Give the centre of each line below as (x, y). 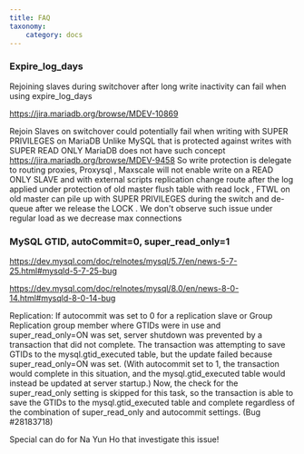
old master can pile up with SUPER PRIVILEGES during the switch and (139, 198)
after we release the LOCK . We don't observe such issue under (154, 208)
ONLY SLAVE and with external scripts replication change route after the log (152, 179)
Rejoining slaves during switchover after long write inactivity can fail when (148, 86)
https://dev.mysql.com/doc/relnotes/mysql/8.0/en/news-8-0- (124, 288)
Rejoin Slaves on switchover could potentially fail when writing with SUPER (149, 131)
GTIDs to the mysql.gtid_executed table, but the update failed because (141, 354)
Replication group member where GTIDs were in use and (115, 325)
